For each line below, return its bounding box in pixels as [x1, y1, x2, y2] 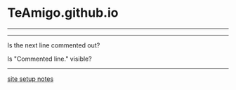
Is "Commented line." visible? [7, 54, 93, 63]
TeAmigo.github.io [7, 5, 119, 21]
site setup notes [7, 75, 54, 83]
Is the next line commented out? [7, 40, 100, 50]
